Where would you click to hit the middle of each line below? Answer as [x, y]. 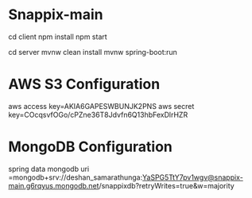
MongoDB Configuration [91, 147]
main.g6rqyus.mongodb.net [54, 185]
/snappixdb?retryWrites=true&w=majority [167, 185]
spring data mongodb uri [49, 169]
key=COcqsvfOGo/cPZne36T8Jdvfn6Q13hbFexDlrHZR [98, 115]
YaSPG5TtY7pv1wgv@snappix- [193, 177]
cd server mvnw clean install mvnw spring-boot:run [93, 52]
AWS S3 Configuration [84, 84]
